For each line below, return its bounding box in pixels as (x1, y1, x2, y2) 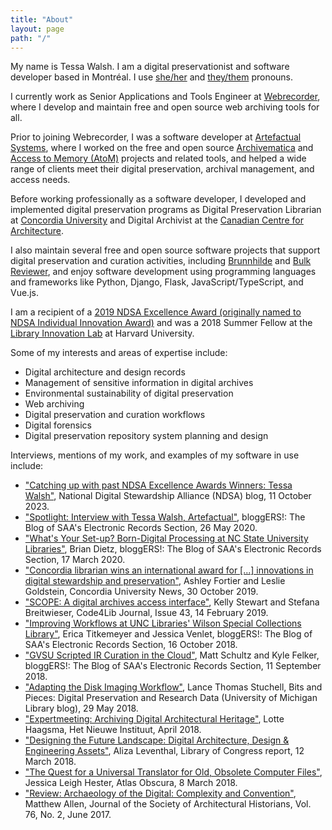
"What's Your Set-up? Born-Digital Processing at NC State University (24, 532, 309, 545)
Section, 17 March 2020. (24, 554, 126, 566)
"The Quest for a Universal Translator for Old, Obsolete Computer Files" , (24, 766, 323, 778)
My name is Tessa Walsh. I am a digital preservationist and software (10, 61, 290, 73)
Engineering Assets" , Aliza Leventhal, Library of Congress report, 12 (24, 745, 305, 757)
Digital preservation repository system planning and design (24, 430, 269, 442)
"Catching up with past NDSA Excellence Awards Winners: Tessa (24, 479, 293, 491)
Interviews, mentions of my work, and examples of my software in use (10, 449, 300, 461)
